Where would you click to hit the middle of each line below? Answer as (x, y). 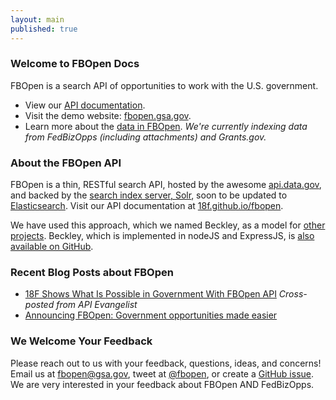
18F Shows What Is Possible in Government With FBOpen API (150, 294)
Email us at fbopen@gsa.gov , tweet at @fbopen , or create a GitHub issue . (162, 373)
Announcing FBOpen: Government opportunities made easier (151, 315)
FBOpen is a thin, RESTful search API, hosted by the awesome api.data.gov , (166, 185)
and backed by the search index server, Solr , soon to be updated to (149, 195)
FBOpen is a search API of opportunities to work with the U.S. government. (164, 85)
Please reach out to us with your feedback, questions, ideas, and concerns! (166, 363)
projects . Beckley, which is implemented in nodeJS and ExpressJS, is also (162, 236)
